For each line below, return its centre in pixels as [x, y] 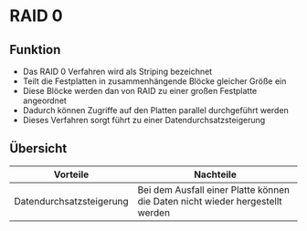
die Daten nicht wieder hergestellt [210, 201]
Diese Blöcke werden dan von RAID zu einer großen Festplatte [140, 91]
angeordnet [44, 100]
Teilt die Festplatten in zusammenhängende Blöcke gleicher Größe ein [154, 81]
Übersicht [38, 148]
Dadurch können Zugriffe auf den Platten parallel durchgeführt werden [156, 110]
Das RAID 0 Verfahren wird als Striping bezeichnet [117, 71]
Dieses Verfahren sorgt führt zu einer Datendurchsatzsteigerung [144, 120]
